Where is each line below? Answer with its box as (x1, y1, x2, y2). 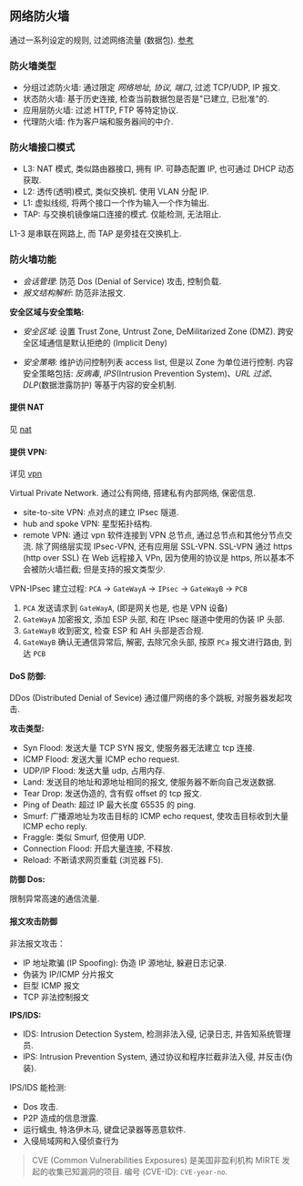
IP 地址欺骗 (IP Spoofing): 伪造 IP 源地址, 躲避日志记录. (22, 957, 227, 968)
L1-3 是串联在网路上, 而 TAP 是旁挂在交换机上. (9, 228, 182, 239)
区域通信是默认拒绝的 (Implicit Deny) (30, 337, 168, 348)
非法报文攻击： (9, 938, 66, 948)
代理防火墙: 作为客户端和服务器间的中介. (22, 117, 174, 127)
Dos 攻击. (22, 1100, 59, 1112)
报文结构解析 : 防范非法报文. (22, 287, 126, 298)
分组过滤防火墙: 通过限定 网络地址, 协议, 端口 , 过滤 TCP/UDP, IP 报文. (22, 82, 280, 93)
